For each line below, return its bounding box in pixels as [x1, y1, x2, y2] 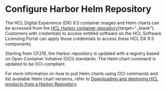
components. [5, 41, 32, 46]
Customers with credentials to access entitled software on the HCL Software [5, 30, 162, 36]
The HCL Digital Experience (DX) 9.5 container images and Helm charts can [5, 20, 160, 26]
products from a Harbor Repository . [5, 81, 78, 87]
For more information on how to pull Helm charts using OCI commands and [5, 70, 158, 76]
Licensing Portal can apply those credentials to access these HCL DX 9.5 [5, 36, 154, 42]
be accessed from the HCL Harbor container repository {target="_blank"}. [5, 25, 155, 31]
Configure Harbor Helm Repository [5, 3, 152, 15]
